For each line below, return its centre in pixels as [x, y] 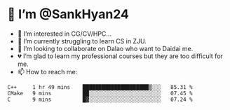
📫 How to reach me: [47, 71]
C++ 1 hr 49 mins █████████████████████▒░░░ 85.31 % [100, 87]
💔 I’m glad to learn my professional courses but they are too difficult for [120, 56]
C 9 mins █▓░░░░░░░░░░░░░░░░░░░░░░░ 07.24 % [100, 99]
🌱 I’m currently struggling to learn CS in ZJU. [82, 41]
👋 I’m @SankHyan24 [68, 14]
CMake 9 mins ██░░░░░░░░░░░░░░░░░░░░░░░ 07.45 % [100, 93]
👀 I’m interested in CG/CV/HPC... [65, 34]
